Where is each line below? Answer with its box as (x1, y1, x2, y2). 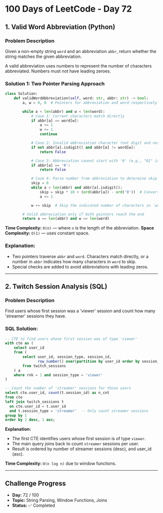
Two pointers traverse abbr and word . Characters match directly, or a (12, 253, 149, 259)
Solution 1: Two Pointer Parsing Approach (5, 80, 105, 87)
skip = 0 (31, 181, 49, 186)
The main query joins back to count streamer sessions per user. (12, 441, 139, 447)
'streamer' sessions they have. (5, 313, 66, 319)
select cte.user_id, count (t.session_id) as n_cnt (5, 390, 110, 395)
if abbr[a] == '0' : (31, 163, 70, 168)
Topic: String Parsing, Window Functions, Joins (12, 497, 108, 503)
